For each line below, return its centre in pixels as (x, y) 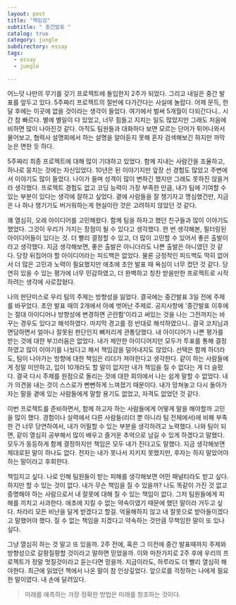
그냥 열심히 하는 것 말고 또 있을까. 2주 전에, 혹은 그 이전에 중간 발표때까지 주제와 (117, 544)
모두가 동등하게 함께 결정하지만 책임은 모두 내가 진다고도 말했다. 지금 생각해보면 (116, 444)
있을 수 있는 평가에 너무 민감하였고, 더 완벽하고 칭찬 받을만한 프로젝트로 (118, 273)
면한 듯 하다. (37, 146)
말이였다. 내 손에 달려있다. (50, 579)
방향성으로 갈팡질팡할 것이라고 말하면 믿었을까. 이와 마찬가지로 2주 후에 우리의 (114, 553)
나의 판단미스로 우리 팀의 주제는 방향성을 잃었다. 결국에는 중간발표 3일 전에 (110, 297)
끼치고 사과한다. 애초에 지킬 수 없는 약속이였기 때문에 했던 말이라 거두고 (118, 503)
